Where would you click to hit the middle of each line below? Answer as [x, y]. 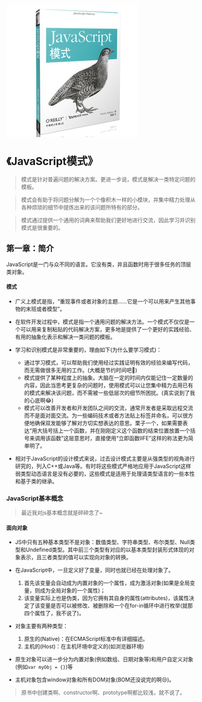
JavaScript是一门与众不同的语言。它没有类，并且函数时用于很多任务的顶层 [99, 264]
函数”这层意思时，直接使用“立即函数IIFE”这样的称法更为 [119, 438]
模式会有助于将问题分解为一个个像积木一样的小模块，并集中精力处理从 [108, 200]
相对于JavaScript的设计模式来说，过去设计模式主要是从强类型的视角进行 [105, 458]
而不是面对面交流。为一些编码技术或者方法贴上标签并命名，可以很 [106, 415]
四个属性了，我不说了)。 [54, 613]
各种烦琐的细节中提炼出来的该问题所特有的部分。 [82, 207]
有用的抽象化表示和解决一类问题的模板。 [65, 337]
